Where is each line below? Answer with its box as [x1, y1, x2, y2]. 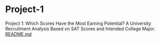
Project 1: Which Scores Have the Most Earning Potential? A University [5, 20, 151, 26]
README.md [5, 31, 32, 37]
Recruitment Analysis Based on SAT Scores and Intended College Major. [5, 25, 155, 31]
